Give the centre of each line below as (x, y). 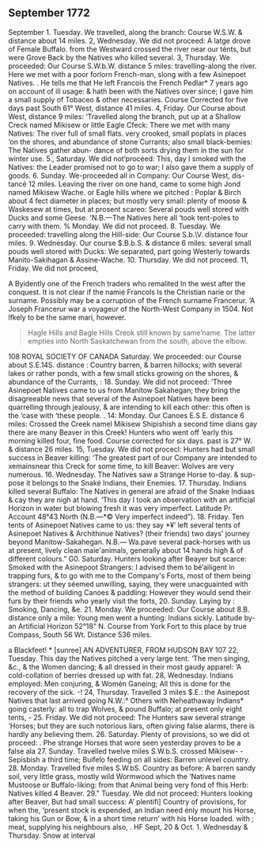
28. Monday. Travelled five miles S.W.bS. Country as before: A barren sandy (132, 768)
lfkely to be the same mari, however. (67, 317)
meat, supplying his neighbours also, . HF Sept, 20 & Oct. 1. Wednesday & (128, 827)
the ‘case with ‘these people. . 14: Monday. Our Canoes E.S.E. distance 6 (127, 415)
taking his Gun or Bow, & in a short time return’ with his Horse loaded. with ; (131, 818)
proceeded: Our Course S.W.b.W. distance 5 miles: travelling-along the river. (132, 66)
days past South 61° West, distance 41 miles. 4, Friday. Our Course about (127, 108)
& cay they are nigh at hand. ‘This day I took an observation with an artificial (132, 500)
